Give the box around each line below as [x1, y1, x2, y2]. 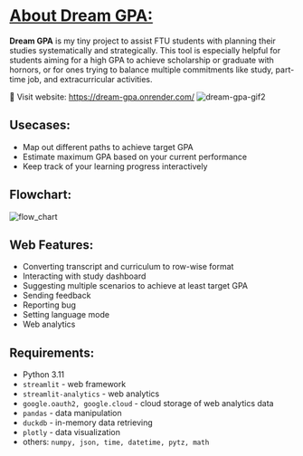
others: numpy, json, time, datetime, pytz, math [22, 436, 210, 448]
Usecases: [9, 118, 71, 133]
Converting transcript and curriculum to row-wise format [22, 261, 234, 272]
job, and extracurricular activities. [27, 73, 153, 84]
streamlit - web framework [22, 379, 127, 390]
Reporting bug [22, 299, 77, 310]
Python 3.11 [22, 369, 65, 380]
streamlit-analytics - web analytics [22, 388, 160, 399]
